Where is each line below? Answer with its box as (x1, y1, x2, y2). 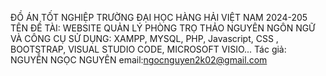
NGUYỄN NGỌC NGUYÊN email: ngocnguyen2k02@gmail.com (10, 54, 268, 66)
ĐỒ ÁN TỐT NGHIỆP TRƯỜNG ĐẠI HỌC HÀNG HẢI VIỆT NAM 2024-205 (10, 12, 308, 23)
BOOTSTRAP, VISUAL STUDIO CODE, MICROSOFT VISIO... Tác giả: (10, 43, 287, 55)
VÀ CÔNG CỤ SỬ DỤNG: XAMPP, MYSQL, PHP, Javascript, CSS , (10, 33, 279, 44)
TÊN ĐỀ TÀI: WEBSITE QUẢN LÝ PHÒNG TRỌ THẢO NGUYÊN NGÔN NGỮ (10, 22, 316, 34)
